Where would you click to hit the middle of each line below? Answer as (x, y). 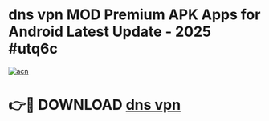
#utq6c (33, 49)
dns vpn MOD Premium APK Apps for (134, 15)
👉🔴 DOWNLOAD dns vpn (95, 105)
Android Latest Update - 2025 (110, 32)
